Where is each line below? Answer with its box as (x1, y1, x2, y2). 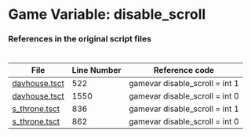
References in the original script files (8, 34, 151, 45)
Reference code (153, 65, 214, 76)
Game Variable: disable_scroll (8, 5, 206, 23)
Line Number (71, 65, 122, 76)
